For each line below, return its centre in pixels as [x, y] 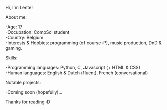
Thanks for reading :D [28, 102]
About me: [16, 17]
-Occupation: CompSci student [37, 32]
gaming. [14, 48]
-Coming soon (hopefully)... [34, 92]
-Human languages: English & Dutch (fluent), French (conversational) [77, 73]
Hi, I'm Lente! [19, 7]
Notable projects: [23, 83]
